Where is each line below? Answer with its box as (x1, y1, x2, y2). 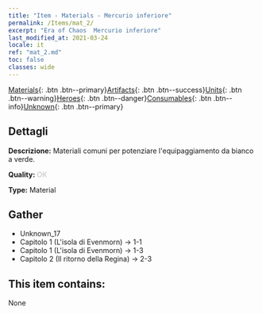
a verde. (8, 154, 36, 163)
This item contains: (8, 277, 106, 290)
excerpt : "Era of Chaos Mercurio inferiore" (8, 26, 161, 34)
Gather (8, 208, 44, 221)
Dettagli (8, 124, 48, 139)
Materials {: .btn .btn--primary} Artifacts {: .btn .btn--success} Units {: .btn (8, 85, 242, 94)
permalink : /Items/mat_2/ (8, 19, 94, 27)
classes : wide (8, 63, 56, 71)
